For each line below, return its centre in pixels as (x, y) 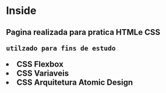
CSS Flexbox (40, 64)
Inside (21, 11)
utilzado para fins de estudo (61, 48)
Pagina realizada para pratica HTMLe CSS (83, 32)
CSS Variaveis (43, 73)
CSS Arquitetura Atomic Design (75, 82)
